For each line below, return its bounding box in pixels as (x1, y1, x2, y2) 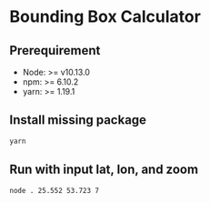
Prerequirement (9, 43, 101, 58)
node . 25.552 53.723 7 (9, 186, 100, 195)
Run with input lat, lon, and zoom (9, 162, 198, 178)
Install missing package (9, 112, 147, 128)
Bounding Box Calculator (9, 6, 202, 27)
